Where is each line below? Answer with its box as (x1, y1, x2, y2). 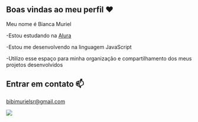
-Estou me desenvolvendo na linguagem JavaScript (6, 43, 132, 50)
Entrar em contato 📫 (6, 79, 85, 89)
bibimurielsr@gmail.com (6, 98, 66, 105)
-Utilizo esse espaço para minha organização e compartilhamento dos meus (6, 54, 192, 62)
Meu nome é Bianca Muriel (6, 20, 72, 27)
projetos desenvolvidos (6, 61, 63, 68)
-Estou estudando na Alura (6, 32, 72, 39)
